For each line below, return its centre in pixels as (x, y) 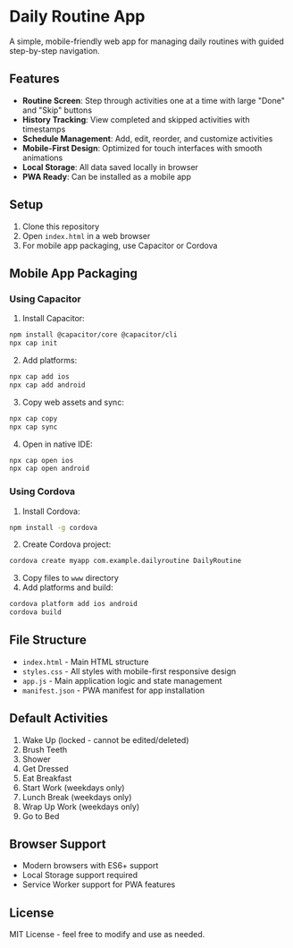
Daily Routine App (77, 17)
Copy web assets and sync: (73, 402)
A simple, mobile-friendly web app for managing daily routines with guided (146, 41)
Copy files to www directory (70, 578)
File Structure (48, 641)
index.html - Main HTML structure (85, 662)
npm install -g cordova (54, 527)
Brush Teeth (45, 749)
